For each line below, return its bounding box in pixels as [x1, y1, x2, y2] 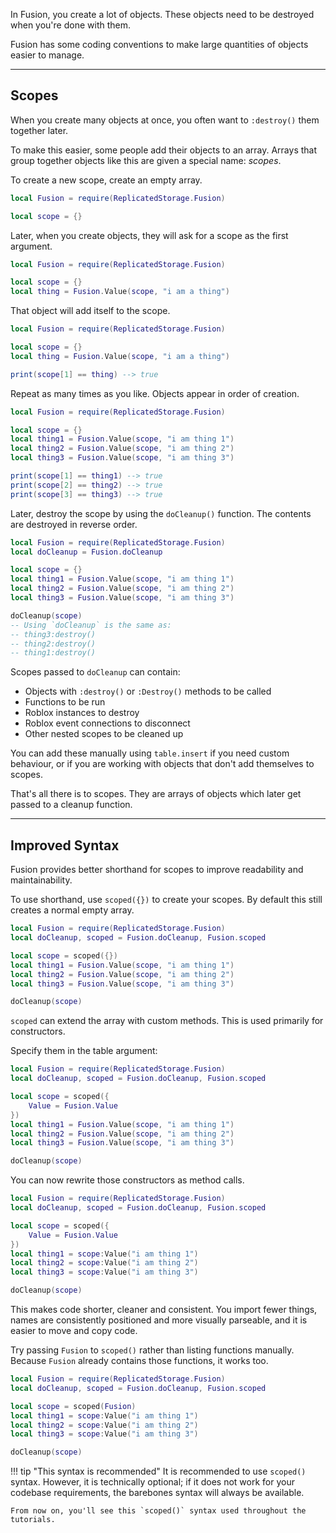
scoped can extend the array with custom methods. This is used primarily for [10, 1015, 324, 1027]
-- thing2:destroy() [10, 639, 97, 649]
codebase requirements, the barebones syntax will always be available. [10, 1487, 305, 1499]
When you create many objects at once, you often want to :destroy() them [10, 114, 320, 126]
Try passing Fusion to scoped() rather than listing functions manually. [10, 1344, 295, 1356]
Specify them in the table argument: [10, 1045, 158, 1057]
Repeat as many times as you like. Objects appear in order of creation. [10, 387, 300, 399]
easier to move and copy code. [10, 1325, 138, 1336]
